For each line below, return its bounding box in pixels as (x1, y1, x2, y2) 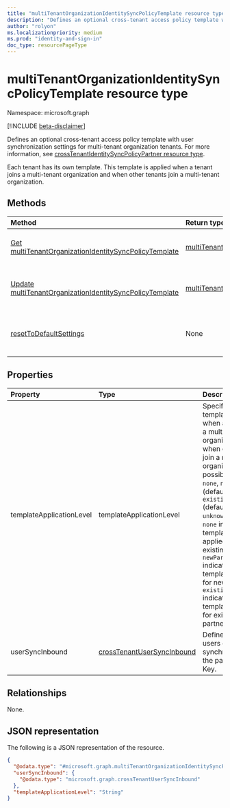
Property (10, 389, 40, 399)
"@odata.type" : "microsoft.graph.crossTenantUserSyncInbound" (19, 776, 201, 783)
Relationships (7, 687, 67, 699)
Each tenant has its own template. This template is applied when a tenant (7, 162, 213, 171)
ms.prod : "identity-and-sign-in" (7, 36, 103, 42)
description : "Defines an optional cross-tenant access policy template (7, 16, 219, 23)
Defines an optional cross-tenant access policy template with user (7, 135, 194, 143)
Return (185, 217, 209, 227)
